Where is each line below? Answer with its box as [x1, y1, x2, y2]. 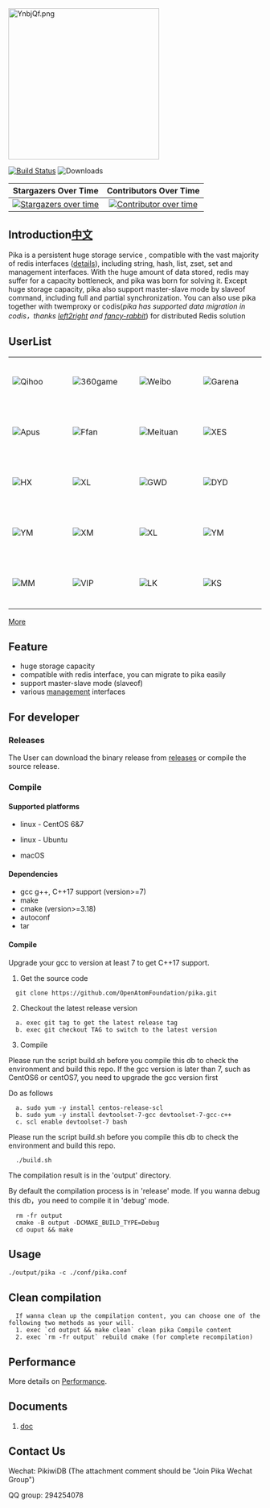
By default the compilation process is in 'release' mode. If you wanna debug [8, 1186, 260, 1195]
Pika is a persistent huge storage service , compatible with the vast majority [8, 250, 260, 260]
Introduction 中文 [8, 228, 93, 242]
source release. [8, 762, 60, 771]
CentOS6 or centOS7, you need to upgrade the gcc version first [8, 1072, 219, 1082]
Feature [8, 640, 48, 654]
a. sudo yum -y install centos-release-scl [15, 1103, 163, 1111]
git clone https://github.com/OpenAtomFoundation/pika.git [15, 989, 218, 997]
